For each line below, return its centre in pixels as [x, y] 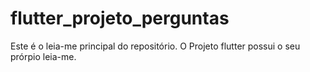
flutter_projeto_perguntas [120, 18]
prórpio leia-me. [43, 56]
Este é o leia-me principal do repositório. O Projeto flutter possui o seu [155, 46]
